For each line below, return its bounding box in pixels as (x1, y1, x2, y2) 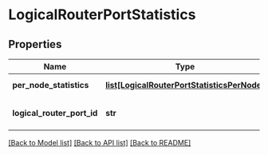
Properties (8, 38, 62, 51)
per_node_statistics (12, 80, 89, 90)
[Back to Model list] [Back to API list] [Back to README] (8, 138, 191, 147)
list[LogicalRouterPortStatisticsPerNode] (104, 80, 265, 90)
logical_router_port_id (12, 108, 98, 118)
